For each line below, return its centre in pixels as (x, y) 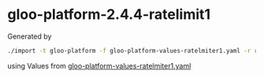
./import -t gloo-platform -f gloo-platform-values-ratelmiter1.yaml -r (129, 50)
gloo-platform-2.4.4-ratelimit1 (109, 15)
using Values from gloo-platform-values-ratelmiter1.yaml (99, 65)
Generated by (30, 36)
